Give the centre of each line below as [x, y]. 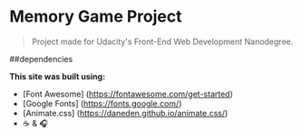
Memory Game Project [96, 17]
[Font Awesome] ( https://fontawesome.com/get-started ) [128, 94]
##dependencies [41, 59]
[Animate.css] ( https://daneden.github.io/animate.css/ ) [125, 113]
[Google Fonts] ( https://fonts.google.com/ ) [102, 103]
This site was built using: [58, 76]
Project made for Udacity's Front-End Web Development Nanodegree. [162, 41]
